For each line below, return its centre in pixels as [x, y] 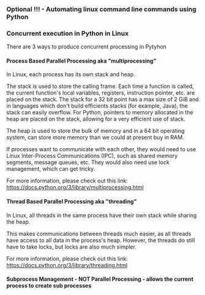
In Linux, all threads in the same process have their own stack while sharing [102, 215]
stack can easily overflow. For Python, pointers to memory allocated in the [100, 112]
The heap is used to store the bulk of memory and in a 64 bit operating [95, 131]
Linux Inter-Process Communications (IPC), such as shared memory [92, 156]
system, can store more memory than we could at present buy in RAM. [95, 138]
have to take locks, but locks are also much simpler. [71, 246]
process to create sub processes [49, 286]
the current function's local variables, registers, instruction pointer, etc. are [101, 93]
